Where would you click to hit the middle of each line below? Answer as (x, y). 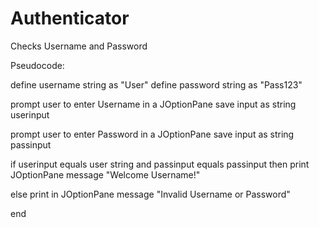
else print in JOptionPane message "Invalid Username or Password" (150, 194)
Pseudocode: (37, 65)
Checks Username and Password (79, 46)
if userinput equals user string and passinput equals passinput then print (160, 164)
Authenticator (70, 18)
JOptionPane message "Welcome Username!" (105, 174)
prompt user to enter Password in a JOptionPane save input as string (152, 134)
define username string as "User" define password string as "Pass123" (156, 84)
